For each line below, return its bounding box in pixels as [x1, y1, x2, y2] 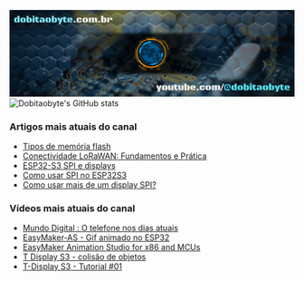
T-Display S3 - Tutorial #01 [22, 261, 122, 272]
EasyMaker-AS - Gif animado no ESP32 [22, 232, 170, 243]
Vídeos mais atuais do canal [9, 201, 136, 214]
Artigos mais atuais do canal [9, 120, 138, 132]
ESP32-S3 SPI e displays [22, 160, 116, 170]
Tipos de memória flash [22, 140, 111, 151]
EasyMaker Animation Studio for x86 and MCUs [22, 242, 201, 253]
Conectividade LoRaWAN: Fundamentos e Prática [22, 150, 207, 161]
